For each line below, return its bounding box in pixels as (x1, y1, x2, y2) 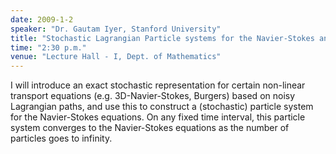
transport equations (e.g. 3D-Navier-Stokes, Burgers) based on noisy (10, 90, 296, 102)
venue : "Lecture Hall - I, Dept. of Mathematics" (10, 52, 222, 62)
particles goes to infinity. (10, 132, 113, 145)
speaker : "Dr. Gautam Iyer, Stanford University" (10, 24, 222, 34)
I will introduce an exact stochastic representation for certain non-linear (10, 79, 306, 91)
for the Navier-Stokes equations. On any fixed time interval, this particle (10, 111, 306, 123)
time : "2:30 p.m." (10, 42, 87, 53)
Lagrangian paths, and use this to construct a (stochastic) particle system (10, 101, 314, 113)
